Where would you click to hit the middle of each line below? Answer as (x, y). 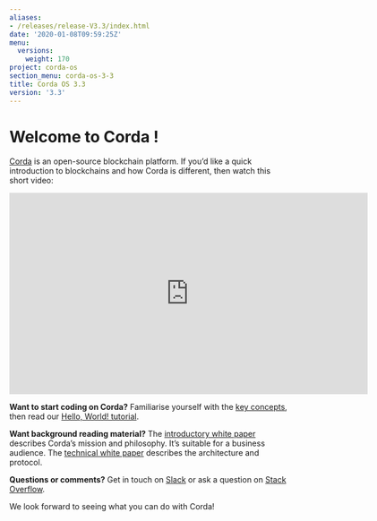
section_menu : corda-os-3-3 (62, 76)
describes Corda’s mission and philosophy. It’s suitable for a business (137, 443)
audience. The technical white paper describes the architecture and (134, 453)
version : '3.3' (38, 92)
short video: (31, 181)
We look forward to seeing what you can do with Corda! (112, 507)
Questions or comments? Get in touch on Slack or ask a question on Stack (148, 480)
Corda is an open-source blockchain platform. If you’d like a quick (131, 161)
